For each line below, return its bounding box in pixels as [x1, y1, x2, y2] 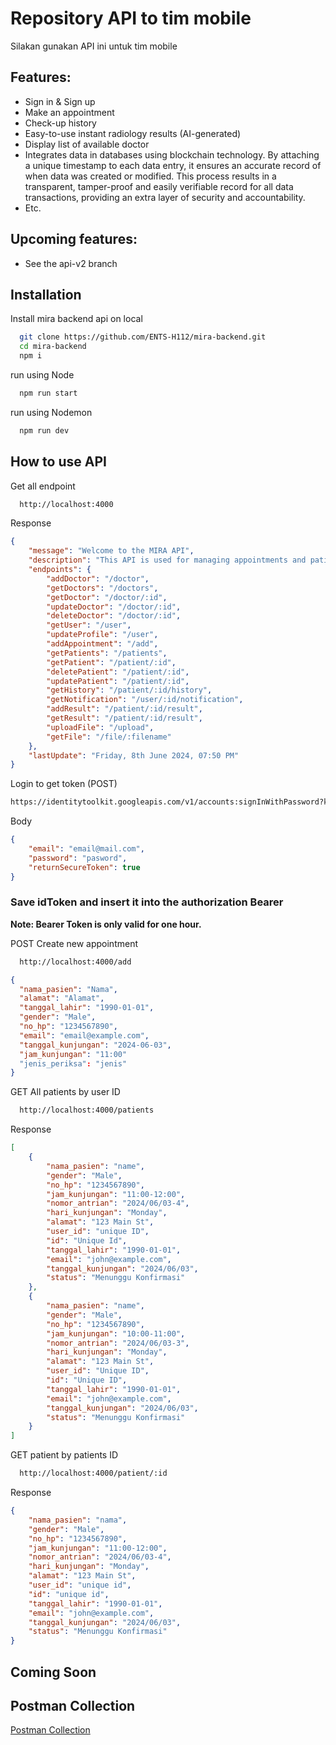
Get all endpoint [10, 480, 76, 492]
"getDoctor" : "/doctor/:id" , [46, 592, 168, 602]
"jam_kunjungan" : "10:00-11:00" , [46, 1328, 186, 1339]
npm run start [19, 388, 78, 398]
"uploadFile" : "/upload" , [46, 722, 155, 732]
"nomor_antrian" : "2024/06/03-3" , [46, 1338, 190, 1348]
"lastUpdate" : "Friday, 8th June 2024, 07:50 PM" [28, 750, 240, 761]
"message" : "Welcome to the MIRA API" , [28, 546, 195, 556]
